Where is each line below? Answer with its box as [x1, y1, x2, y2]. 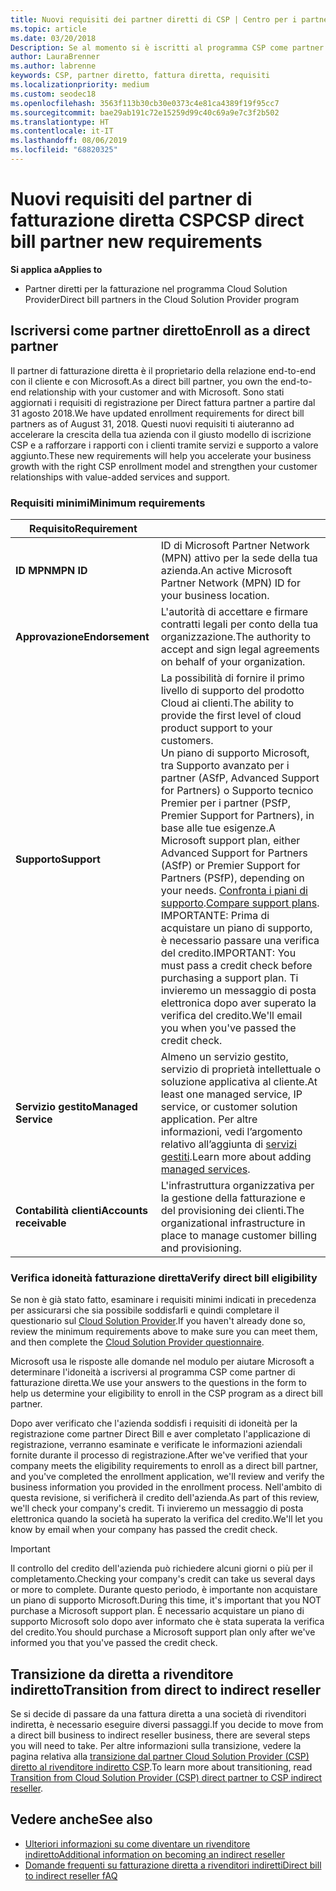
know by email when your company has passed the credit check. [10, 1524, 278, 1536]
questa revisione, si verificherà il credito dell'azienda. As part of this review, [10, 1492, 320, 1504]
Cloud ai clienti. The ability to [160, 696, 295, 710]
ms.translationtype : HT [10, 117, 110, 127]
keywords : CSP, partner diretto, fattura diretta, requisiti [10, 71, 271, 81]
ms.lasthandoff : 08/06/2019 [10, 136, 128, 146]
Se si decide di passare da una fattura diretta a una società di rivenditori [10, 1708, 307, 1720]
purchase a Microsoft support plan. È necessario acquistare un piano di [10, 1605, 305, 1617]
